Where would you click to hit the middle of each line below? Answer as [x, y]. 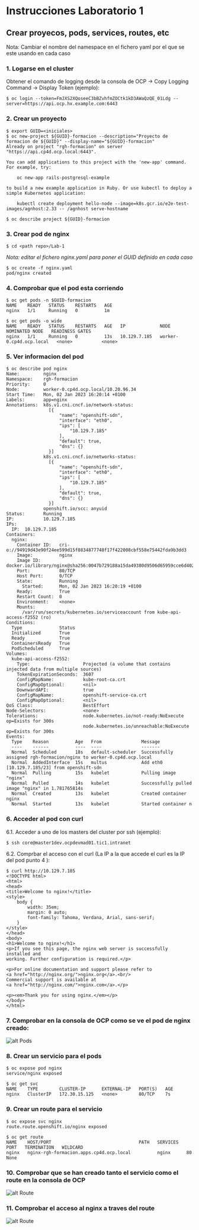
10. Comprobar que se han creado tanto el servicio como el [92, 1173]
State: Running [47, 582]
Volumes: [17, 654]
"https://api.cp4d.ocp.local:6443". [51, 152]
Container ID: [34, 545]
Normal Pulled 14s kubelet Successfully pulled [102, 783]
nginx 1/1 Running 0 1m [58, 311]
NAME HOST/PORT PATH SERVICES [92, 1142]
